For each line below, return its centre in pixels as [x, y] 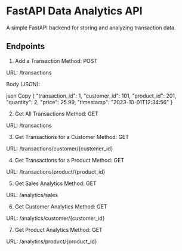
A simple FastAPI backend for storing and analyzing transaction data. [91, 28]
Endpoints [26, 46]
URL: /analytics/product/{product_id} [52, 241]
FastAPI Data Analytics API [74, 11]
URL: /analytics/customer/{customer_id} [55, 218]
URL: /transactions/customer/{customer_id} [60, 149]
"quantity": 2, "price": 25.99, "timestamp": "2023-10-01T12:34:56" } [90, 102]
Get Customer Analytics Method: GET [61, 206]
